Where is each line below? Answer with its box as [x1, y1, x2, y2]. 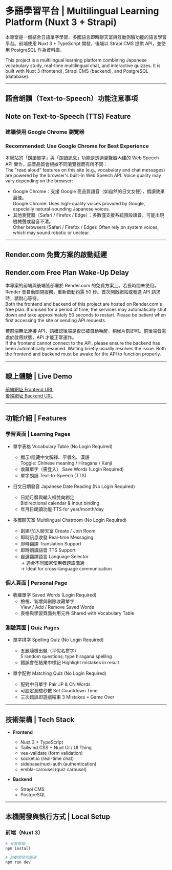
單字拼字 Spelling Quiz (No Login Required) [12, 636, 104, 643]
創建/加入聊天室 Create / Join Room [20, 527, 96, 534]
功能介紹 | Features [5, 414, 67, 423]
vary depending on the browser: [5, 178, 73, 184]
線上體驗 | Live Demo [5, 372, 73, 380]
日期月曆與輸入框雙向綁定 [20, 494, 75, 500]
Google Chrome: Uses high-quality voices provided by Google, [12, 200, 145, 206]
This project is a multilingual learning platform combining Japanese [5, 57, 147, 63]
